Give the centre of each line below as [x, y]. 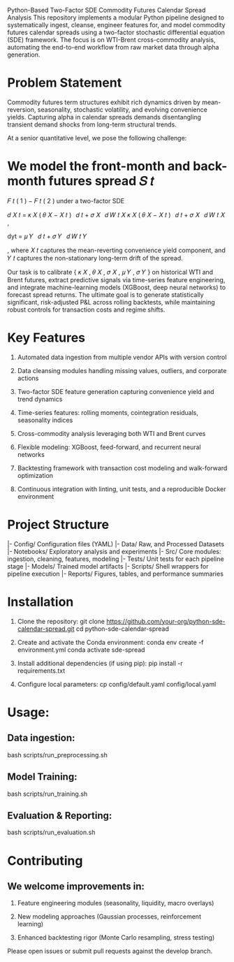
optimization [35, 475]
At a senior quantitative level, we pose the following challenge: [97, 138]
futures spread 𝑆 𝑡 [101, 181]
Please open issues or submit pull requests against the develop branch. [110, 951]
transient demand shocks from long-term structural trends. [92, 124]
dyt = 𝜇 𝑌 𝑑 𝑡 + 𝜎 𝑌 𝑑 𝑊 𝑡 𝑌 [47, 236]
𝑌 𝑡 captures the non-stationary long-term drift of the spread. [95, 258]
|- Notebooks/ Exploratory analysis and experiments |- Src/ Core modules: [114, 551]
